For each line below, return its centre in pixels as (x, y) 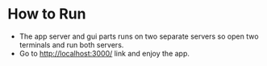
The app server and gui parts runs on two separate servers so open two (139, 36)
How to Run (47, 14)
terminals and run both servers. (71, 44)
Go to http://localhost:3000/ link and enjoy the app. (104, 53)
